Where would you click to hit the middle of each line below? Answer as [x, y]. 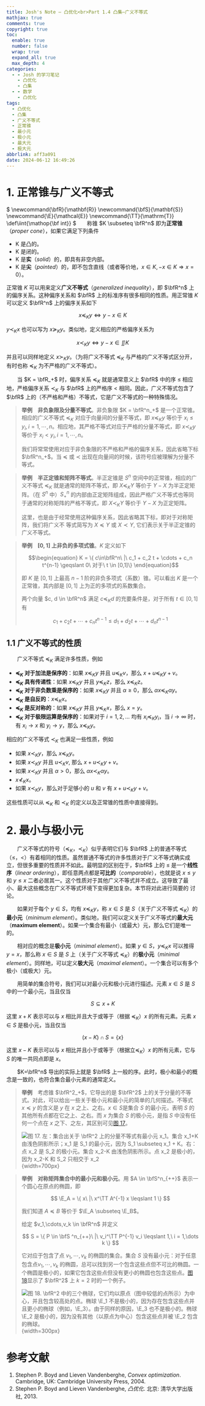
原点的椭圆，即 [61, 1186]
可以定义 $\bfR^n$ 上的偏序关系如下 [52, 303]
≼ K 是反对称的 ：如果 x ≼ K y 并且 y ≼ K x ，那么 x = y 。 [80, 709]
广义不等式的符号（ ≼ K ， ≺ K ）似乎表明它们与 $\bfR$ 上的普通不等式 [102, 849]
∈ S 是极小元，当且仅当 [36, 1025]
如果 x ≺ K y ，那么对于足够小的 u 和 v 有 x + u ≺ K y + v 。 [83, 789]
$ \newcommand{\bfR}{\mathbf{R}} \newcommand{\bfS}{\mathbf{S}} [95, 209]
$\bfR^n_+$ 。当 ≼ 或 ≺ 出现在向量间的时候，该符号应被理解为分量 [105, 457]
